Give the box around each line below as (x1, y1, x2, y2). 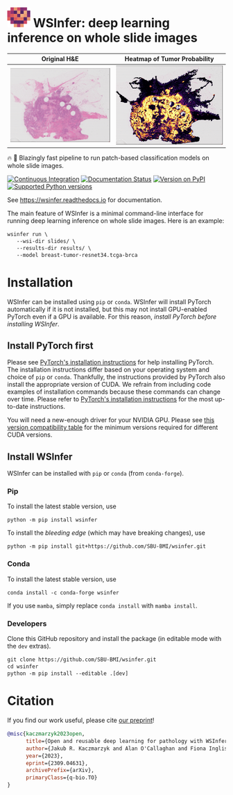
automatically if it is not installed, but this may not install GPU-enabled (7, 305, 207, 313)
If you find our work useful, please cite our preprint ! (7, 716, 155, 724)
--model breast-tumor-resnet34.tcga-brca (16, 251, 138, 258)
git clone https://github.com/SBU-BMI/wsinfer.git (7, 656, 157, 663)
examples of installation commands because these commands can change (7, 387, 221, 396)
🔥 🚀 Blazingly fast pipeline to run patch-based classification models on (7, 153, 209, 162)
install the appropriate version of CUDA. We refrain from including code (7, 380, 212, 389)
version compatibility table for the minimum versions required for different (7, 424, 218, 432)
